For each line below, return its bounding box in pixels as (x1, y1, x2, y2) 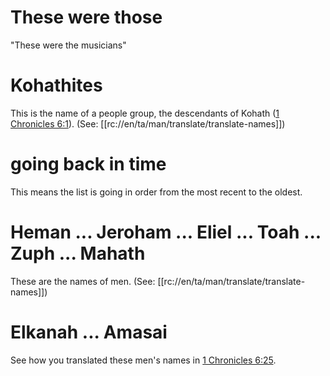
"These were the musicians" (10, 39, 127, 51)
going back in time (10, 153, 167, 176)
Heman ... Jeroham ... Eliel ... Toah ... (10, 221, 322, 243)
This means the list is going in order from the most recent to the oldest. (10, 186, 303, 198)
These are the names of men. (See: (10, 275, 156, 287)
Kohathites (10, 74, 103, 97)
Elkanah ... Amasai (10, 321, 168, 343)
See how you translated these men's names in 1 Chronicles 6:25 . (10, 354, 277, 366)
